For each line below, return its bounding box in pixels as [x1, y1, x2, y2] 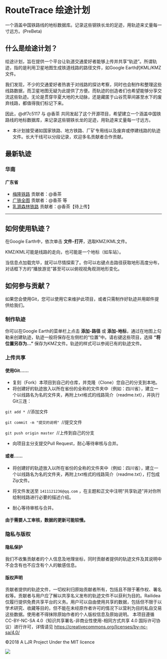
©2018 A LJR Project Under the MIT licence [5, 639, 95, 645]
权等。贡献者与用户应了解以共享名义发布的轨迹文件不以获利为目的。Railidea [5, 593, 161, 599]
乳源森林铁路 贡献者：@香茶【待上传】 [12, 204, 92, 210]
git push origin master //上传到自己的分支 [5, 430, 94, 436]
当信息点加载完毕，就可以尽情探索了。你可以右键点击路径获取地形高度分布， [5, 260, 162, 265]
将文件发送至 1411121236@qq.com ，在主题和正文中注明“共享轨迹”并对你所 [12, 488, 162, 494]
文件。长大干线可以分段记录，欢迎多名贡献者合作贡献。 [12, 133, 126, 139]
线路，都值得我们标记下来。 [9, 100, 66, 106]
